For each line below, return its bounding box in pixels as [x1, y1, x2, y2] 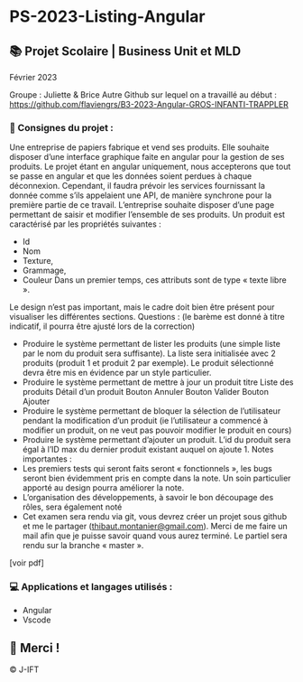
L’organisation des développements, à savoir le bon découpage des [22, 492, 274, 503]
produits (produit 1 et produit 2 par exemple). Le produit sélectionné [22, 358, 274, 369]
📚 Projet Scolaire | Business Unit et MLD [9, 43, 242, 59]
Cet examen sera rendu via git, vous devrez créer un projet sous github [22, 511, 287, 522]
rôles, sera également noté [22, 501, 123, 512]
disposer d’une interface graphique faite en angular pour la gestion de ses [9, 152, 285, 163]
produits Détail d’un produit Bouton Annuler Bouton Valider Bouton [22, 387, 269, 397]
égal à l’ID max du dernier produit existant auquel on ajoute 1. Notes [22, 444, 274, 455]
